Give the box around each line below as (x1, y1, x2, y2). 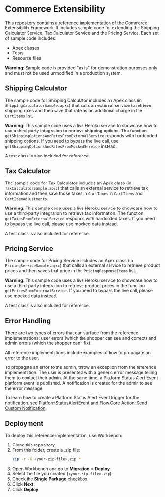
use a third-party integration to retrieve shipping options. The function (5, 128, 147, 133)
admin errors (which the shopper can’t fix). (5, 340, 92, 346)
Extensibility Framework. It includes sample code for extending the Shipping (5, 25, 159, 30)
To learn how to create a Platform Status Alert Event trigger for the (5, 395, 139, 401)
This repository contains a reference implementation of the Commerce (5, 20, 148, 26)
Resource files (12, 55, 42, 61)
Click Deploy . (12, 486, 40, 492)
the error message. (5, 385, 44, 391)
